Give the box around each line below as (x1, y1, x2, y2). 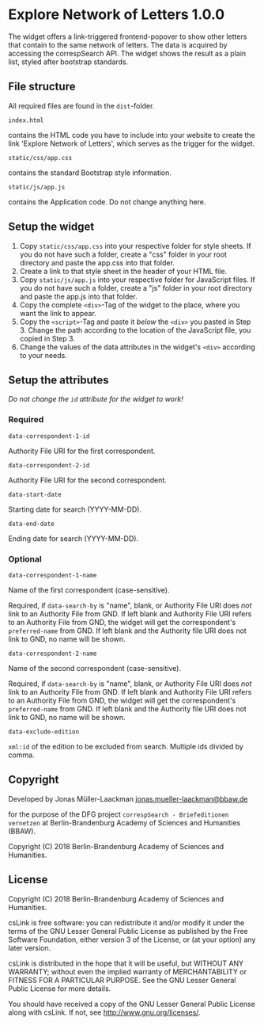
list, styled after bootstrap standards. (8, 57, 129, 67)
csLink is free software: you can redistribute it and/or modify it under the (8, 917, 245, 928)
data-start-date (8, 490, 62, 498)
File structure (8, 80, 76, 93)
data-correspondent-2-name (8, 650, 97, 657)
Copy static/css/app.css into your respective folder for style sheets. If (19, 241, 251, 250)
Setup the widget (8, 220, 95, 234)
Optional (8, 553, 42, 564)
